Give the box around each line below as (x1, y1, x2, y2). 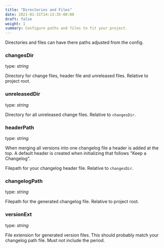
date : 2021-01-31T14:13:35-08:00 (5, 12, 75, 17)
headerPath (5, 124, 34, 131)
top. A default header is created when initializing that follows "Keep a (5, 150, 147, 156)
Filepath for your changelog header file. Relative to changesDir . (5, 165, 134, 171)
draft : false (5, 16, 32, 21)
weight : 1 (5, 21, 26, 26)
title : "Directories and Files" (5, 7, 72, 12)
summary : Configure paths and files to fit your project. (5, 26, 128, 31)
